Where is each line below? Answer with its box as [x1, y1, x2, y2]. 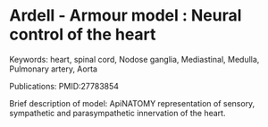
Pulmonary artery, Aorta [9, 63, 98, 74]
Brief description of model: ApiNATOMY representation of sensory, [9, 97, 255, 108]
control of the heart [9, 24, 156, 45]
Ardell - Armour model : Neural [9, 5, 242, 26]
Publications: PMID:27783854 [9, 80, 119, 91]
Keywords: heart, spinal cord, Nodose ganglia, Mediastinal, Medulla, [9, 54, 260, 64]
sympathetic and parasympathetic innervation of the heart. [9, 107, 226, 118]
